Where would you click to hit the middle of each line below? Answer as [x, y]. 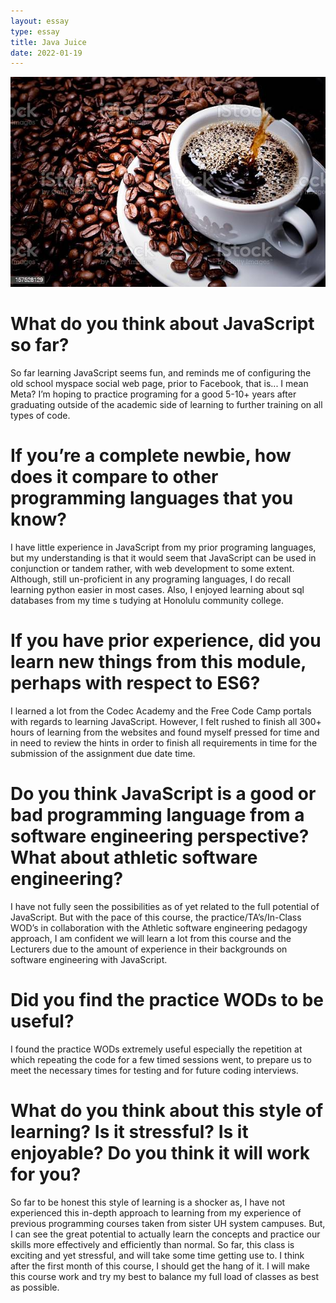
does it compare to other [114, 477]
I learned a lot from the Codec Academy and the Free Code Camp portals [161, 711]
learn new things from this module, [158, 662]
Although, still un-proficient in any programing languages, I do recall [151, 579]
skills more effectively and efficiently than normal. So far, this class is [152, 1244]
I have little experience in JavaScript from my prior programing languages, [163, 547]
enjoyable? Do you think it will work [160, 1153]
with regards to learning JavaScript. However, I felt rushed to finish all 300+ [166, 722]
